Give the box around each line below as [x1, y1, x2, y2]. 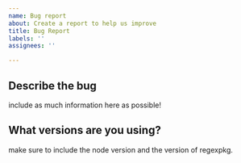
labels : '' [8, 34, 45, 43]
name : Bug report [8, 11, 67, 20]
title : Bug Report [8, 27, 70, 35]
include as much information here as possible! [8, 100, 162, 110]
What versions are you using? [8, 123, 161, 137]
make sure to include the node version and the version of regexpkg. [8, 144, 234, 154]
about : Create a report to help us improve [8, 19, 157, 27]
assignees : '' [8, 42, 56, 50]
